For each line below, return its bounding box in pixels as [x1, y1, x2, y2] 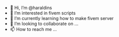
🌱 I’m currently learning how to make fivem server [10, 15, 114, 21]
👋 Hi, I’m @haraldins [10, 5, 52, 10]
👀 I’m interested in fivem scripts [10, 10, 76, 16]
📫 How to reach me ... [10, 26, 57, 32]
